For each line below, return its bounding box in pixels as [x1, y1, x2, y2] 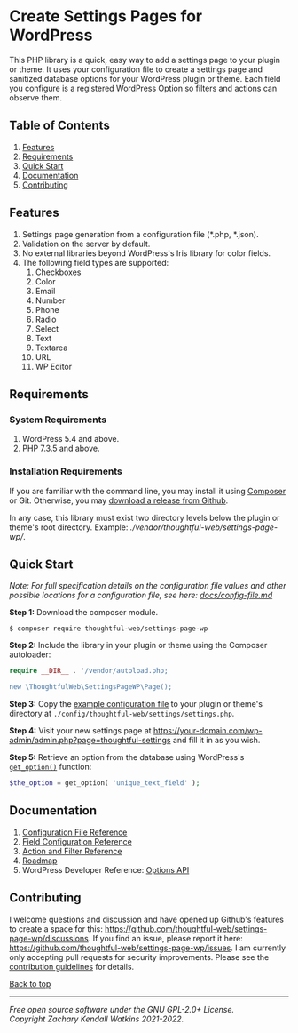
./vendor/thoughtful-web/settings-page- [129, 522, 278, 533]
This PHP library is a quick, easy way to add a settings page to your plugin [9, 54, 281, 65]
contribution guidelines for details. [9, 961, 135, 972]
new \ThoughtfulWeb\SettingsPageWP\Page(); [9, 683, 173, 692]
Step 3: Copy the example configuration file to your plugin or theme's [9, 699, 263, 709]
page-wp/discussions [9, 933, 89, 943]
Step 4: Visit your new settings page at [9, 725, 153, 736]
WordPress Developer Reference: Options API [21, 864, 190, 875]
